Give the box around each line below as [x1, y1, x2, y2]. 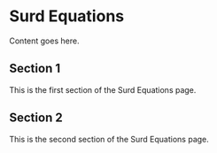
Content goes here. [9, 35, 80, 46]
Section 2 [9, 111, 64, 126]
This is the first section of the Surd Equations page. [9, 84, 197, 95]
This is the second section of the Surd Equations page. [9, 134, 210, 144]
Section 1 [9, 61, 60, 76]
